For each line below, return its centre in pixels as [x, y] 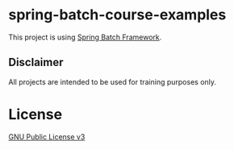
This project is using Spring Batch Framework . [85, 37]
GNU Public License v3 [47, 137]
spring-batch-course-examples [117, 15]
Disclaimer [36, 62]
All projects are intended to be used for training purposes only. [112, 81]
